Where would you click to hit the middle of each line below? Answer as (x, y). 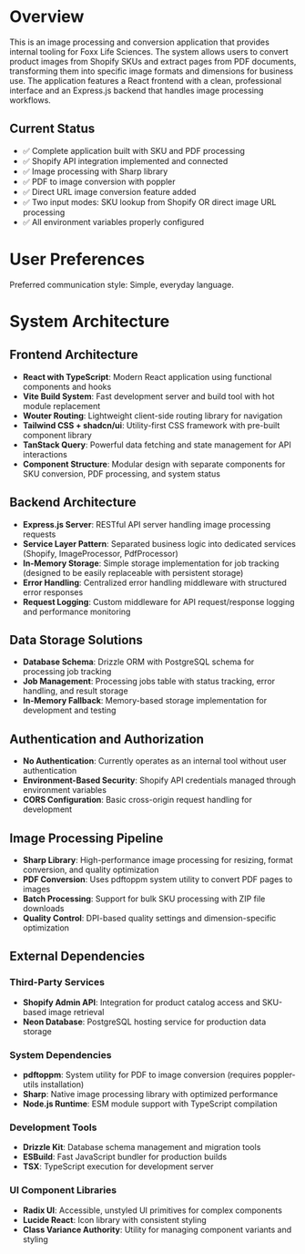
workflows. (30, 100)
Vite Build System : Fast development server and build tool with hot (148, 396)
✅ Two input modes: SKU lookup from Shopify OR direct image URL (149, 201)
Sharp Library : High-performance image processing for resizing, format (158, 859)
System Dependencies (61, 1054)
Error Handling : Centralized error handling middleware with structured (154, 582)
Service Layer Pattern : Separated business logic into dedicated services (159, 543)
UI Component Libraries (63, 1190)
